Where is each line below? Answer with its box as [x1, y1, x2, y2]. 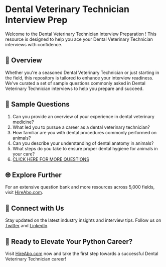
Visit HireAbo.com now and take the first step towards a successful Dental [5, 250, 159, 256]
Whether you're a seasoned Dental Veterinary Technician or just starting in [5, 69, 159, 75]
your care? [12, 151, 35, 157]
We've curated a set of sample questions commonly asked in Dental [5, 80, 145, 86]
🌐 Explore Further [5, 170, 62, 179]
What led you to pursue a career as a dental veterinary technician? [12, 124, 150, 130]
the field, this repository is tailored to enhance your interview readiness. [5, 74, 154, 81]
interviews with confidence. [5, 41, 63, 47]
